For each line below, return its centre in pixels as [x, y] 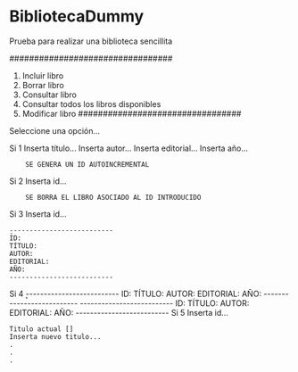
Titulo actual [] [41, 329]
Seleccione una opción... [55, 130]
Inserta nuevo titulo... [55, 336]
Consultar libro [50, 95]
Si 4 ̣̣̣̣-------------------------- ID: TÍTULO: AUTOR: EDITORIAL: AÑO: [135, 293]
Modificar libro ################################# [132, 113]
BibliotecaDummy [77, 17]
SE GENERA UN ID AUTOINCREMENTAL [87, 164]
